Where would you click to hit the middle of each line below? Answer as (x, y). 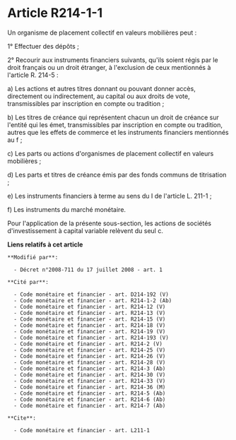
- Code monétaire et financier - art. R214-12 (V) (90, 307)
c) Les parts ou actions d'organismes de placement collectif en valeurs (111, 153)
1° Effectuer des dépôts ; (43, 46)
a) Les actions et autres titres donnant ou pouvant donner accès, (101, 88)
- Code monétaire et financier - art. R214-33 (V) (90, 381)
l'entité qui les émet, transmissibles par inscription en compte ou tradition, (115, 124)
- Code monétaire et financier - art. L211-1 (82, 430)
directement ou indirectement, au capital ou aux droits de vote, (99, 96)
